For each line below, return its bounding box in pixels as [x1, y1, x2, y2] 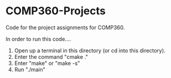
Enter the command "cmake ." [14, 53, 88, 60]
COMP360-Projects [5, 4, 106, 18]
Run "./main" [14, 65, 46, 73]
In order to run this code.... [5, 35, 71, 42]
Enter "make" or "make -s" [14, 60, 80, 67]
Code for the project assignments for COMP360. [5, 24, 125, 31]
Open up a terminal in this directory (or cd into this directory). [14, 46, 166, 54]
